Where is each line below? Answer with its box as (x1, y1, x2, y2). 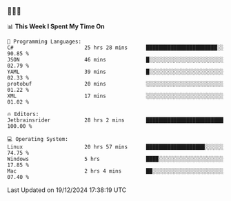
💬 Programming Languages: (7, 38, 81, 46)
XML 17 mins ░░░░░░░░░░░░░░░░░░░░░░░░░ (7, 93, 224, 99)
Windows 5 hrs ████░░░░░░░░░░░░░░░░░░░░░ (7, 155, 224, 163)
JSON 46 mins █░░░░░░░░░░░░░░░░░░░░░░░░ (7, 57, 224, 64)
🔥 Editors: (7, 111, 39, 118)
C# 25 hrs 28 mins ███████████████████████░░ (7, 44, 224, 51)
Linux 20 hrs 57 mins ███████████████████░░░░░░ (7, 144, 224, 151)
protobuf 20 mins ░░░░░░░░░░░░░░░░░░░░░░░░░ (7, 81, 224, 88)
